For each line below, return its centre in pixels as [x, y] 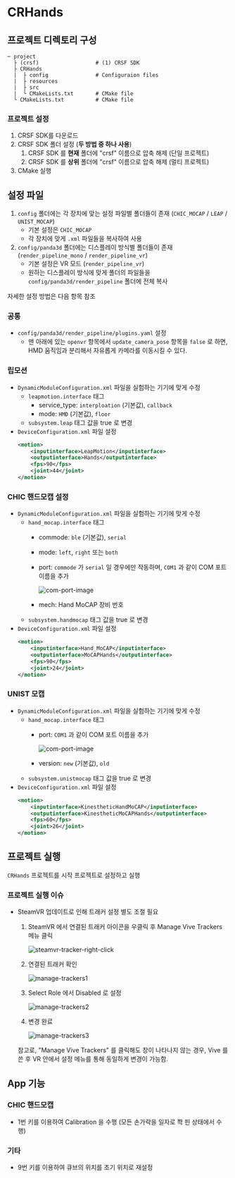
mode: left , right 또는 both [78, 552]
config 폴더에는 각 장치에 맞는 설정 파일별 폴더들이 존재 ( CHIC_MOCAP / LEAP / [122, 214]
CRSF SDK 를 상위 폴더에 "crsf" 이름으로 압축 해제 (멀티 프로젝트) [119, 162]
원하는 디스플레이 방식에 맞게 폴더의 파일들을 [89, 273]
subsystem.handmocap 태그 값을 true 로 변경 [88, 620]
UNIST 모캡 [26, 694]
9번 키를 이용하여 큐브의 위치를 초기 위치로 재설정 [85, 1167]
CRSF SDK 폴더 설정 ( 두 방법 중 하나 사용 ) [75, 145]
